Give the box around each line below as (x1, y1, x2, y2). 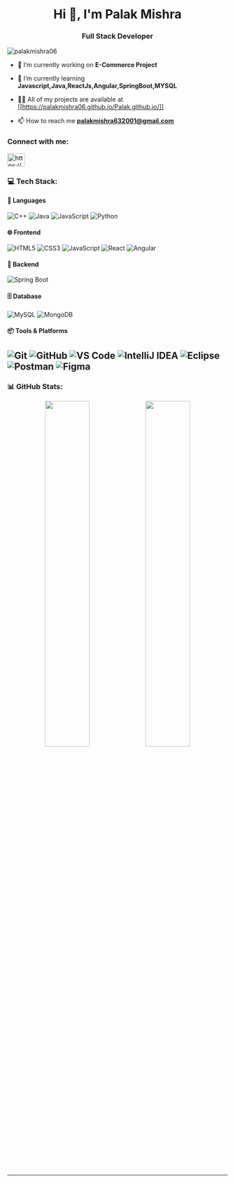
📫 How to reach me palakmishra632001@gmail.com (17, 117, 174, 125)
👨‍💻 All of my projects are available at (17, 95, 124, 104)
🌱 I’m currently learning (17, 74, 85, 83)
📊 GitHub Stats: (7, 381, 63, 391)
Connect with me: (7, 136, 69, 146)
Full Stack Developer (81, 31, 154, 41)
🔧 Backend (7, 260, 39, 268)
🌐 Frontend (7, 227, 41, 237)
